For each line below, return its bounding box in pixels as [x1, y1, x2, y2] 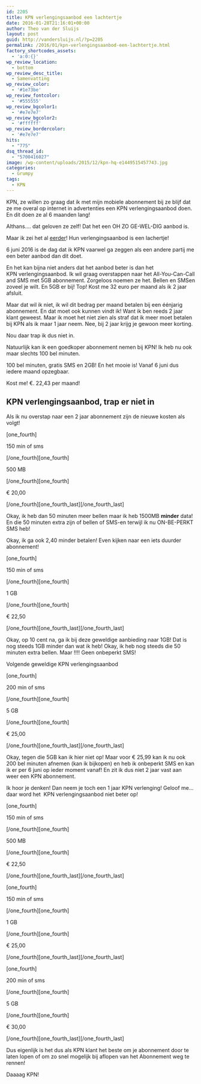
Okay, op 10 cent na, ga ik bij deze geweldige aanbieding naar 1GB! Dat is [6, 636, 187, 643]
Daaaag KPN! [6, 1071, 39, 1078]
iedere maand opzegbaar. [6, 367, 70, 375]
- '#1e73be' [11, 87, 42, 93]
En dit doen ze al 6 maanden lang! [6, 211, 91, 218]
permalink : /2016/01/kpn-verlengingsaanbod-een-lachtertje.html [6, 43, 170, 49]
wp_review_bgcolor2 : [6, 115, 58, 121]
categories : [6, 165, 36, 171]
